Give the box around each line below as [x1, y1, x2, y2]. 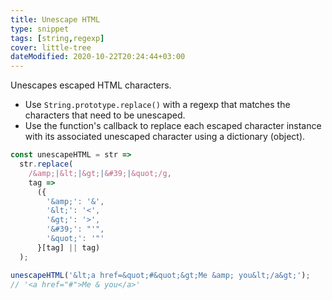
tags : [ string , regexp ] [10, 33, 105, 43]
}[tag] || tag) [36, 242, 101, 253]
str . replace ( [19, 159, 74, 169]
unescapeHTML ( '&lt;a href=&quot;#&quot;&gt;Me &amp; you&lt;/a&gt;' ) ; [10, 270, 311, 280]
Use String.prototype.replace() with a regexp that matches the [24, 99, 291, 111]
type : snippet [10, 24, 70, 34]
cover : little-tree [10, 42, 92, 53]
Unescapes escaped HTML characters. [10, 79, 172, 91]
